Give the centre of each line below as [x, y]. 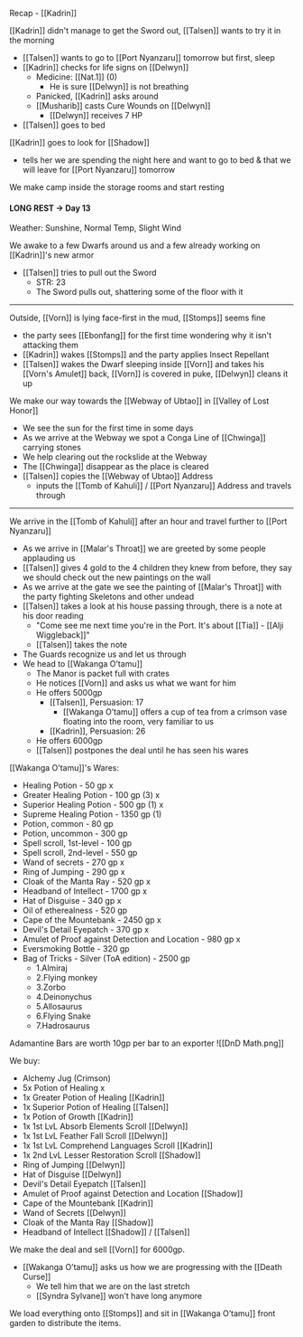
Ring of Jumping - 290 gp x [73, 872]
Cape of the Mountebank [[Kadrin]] [88, 1203]
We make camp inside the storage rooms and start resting [117, 187]
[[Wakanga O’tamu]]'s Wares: [64, 768]
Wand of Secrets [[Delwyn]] [74, 1213]
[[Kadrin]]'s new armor [52, 255]
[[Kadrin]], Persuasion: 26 [97, 731]
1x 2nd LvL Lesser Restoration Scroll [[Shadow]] [111, 1155]
